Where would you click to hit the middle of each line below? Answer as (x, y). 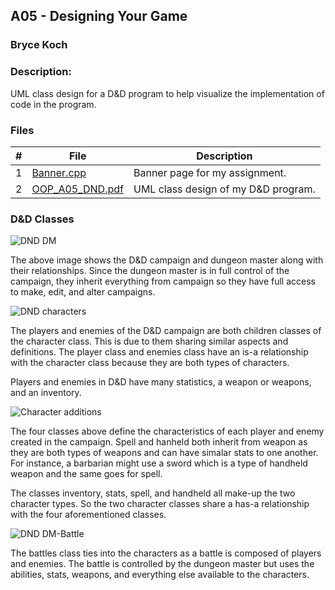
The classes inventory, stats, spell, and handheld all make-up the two (153, 493)
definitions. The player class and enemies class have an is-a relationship (159, 352)
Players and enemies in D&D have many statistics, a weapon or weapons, (161, 382)
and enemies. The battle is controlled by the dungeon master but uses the (162, 564)
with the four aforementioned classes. (88, 515)
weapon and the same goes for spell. (86, 474)
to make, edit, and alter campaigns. (83, 292)
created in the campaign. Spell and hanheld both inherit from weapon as (159, 442)
